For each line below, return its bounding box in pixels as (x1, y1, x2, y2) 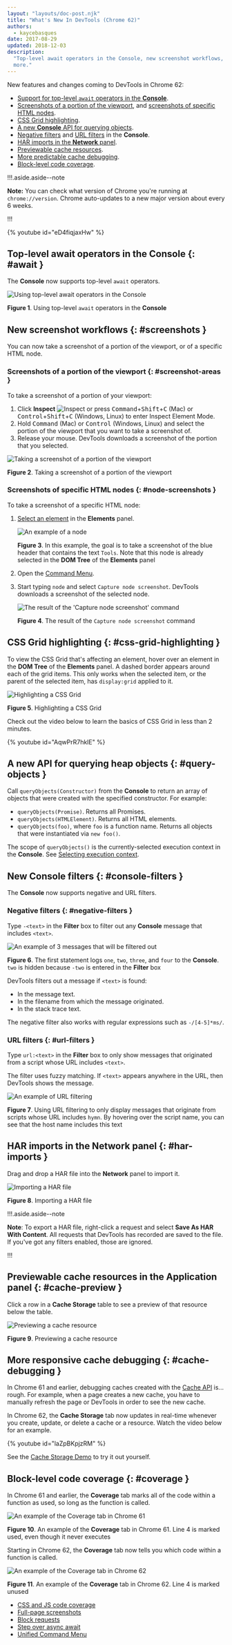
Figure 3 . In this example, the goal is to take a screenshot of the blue (17, 541, 213, 549)
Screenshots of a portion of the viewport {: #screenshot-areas (7, 367, 221, 376)
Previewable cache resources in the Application (7, 1271, 217, 1283)
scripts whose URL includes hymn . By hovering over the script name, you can (7, 1113, 224, 1121)
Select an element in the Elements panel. (17, 514, 135, 522)
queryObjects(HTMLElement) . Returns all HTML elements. (17, 815, 177, 823)
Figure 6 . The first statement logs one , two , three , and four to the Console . (7, 956, 220, 964)
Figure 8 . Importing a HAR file (7, 1196, 92, 1204)
